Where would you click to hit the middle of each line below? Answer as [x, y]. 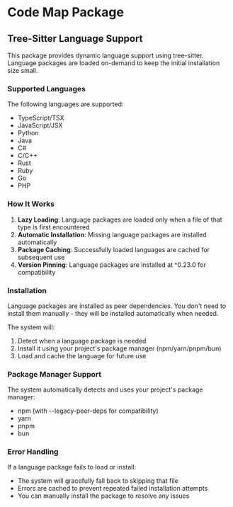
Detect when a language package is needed [82, 341]
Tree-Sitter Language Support [75, 39]
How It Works [31, 204]
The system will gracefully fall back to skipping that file [98, 481]
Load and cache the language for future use [82, 355]
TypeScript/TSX [41, 118]
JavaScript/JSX [40, 125]
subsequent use [41, 257]
